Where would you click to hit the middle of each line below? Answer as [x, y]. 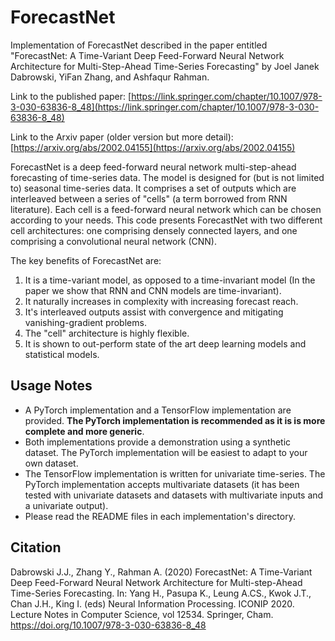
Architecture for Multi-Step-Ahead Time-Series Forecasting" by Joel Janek [165, 66]
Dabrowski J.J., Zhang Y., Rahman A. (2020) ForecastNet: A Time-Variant [161, 572]
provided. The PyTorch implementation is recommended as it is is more [175, 420]
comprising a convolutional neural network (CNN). [114, 241]
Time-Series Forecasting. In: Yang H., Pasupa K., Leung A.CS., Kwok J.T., [161, 593]
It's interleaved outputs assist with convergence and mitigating [154, 312]
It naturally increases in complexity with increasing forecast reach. [161, 301]
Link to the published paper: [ [71, 96]
